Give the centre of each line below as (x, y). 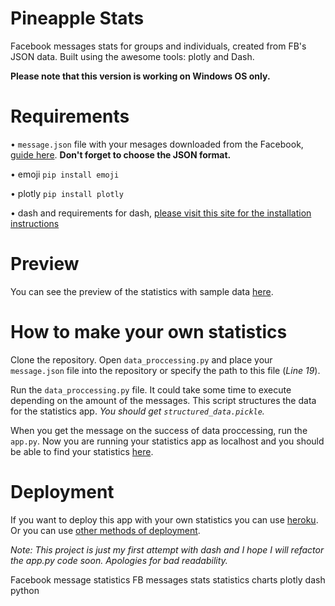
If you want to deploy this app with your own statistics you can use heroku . (164, 519)
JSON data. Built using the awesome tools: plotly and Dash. (132, 56)
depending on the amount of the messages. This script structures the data (163, 400)
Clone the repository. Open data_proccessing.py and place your (141, 359)
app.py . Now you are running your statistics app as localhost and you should (167, 441)
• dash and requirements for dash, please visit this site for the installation (161, 213)
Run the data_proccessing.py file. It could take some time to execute (151, 389)
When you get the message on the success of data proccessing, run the (159, 430)
